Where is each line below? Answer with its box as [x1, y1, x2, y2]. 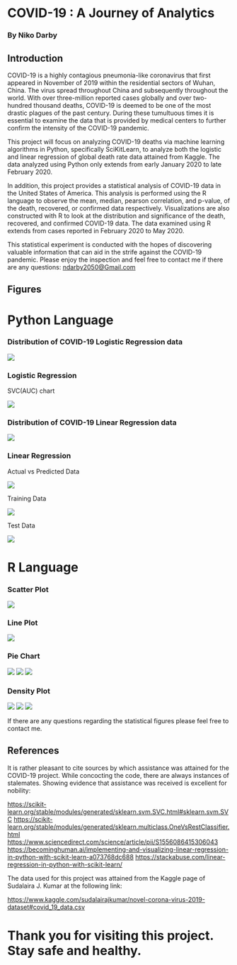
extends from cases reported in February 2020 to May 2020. [7, 226, 185, 235]
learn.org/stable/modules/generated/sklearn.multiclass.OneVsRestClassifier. [7, 822, 230, 831]
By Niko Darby [7, 30, 58, 40]
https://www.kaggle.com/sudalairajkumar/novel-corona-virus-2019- [7, 895, 205, 903]
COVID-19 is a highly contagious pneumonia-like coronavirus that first [7, 71, 211, 79]
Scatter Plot [7, 584, 49, 594]
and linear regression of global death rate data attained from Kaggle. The [7, 152, 221, 161]
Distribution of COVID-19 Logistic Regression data [7, 337, 183, 347]
